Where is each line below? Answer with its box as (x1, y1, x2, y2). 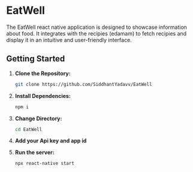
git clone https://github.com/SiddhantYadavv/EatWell (14, 81, 152, 87)
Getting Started (6, 54, 65, 64)
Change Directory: (14, 115, 62, 122)
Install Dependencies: (14, 92, 71, 99)
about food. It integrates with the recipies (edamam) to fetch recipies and (6, 29, 187, 37)
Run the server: (14, 149, 55, 156)
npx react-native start (14, 161, 75, 167)
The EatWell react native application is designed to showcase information (6, 23, 188, 31)
